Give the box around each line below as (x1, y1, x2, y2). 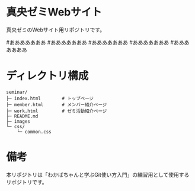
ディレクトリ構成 (6, 69, 89, 83)
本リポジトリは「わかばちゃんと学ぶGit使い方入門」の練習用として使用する (6, 171, 190, 178)
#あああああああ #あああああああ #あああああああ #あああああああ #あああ (6, 39, 190, 46)
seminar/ (6, 89, 28, 95)
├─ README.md (6, 113, 39, 119)
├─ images (6, 118, 31, 125)
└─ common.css (17, 129, 52, 135)
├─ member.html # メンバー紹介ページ (6, 101, 107, 107)
